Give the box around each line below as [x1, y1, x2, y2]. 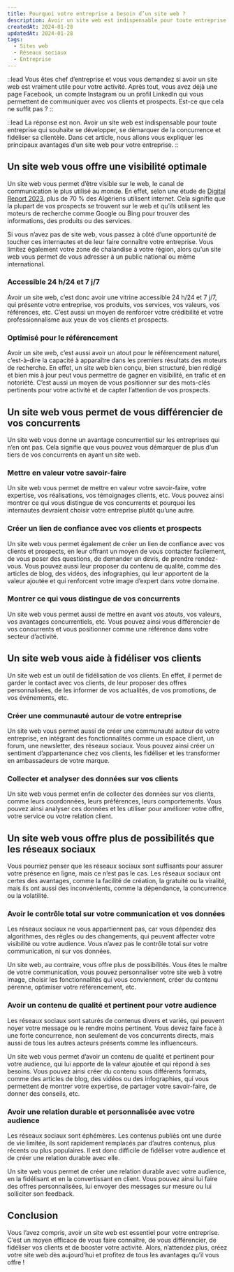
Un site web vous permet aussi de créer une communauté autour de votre [7, 727, 220, 735]
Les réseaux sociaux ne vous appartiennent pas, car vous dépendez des [7, 924, 217, 934]
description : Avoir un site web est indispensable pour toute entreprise [7, 17, 227, 24]
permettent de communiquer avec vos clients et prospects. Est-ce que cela [7, 97, 224, 106]
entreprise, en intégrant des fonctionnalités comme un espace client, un [7, 734, 214, 742]
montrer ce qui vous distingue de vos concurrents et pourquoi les [7, 499, 196, 507]
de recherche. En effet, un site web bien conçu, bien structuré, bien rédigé [7, 364, 221, 372]
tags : [7, 36, 23, 43]
